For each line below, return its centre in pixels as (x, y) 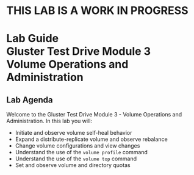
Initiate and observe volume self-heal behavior (74, 133)
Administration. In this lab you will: (49, 121)
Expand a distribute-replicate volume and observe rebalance (91, 139)
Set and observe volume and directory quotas (73, 165)
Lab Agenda (30, 100)
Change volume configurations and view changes (77, 146)
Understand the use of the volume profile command (81, 152)
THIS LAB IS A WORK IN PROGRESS (97, 11)
